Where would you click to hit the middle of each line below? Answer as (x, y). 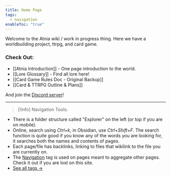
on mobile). (24, 124)
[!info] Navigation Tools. (43, 109)
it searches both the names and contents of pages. (66, 141)
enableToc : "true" (25, 24)
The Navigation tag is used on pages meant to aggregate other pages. (86, 157)
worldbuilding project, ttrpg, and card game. (52, 44)
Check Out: (20, 58)
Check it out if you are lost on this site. (53, 162)
